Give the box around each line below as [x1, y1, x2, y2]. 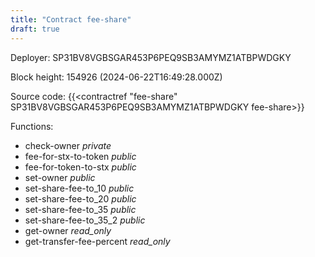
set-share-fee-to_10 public [24, 182, 135, 194]
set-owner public [24, 171, 96, 183]
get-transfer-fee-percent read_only [24, 235, 171, 247]
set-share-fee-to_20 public [24, 192, 137, 205]
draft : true [10, 24, 60, 34]
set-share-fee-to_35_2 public [24, 214, 146, 226]
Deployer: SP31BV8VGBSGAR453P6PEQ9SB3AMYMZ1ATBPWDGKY [10, 51, 292, 63]
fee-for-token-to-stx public [24, 161, 137, 173]
